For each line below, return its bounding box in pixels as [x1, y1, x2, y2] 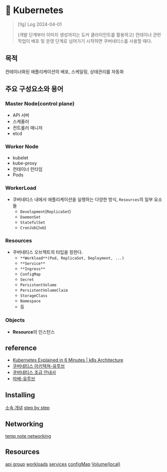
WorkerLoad [5, 184, 37, 191]
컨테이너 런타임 [12, 166, 43, 172]
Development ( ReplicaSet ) [20, 208, 72, 215]
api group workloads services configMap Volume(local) [5, 461, 121, 467]
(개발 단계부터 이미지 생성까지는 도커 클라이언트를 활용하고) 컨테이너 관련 [17, 31, 161, 37]
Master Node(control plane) [5, 100, 75, 108]
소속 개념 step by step [5, 405, 50, 411]
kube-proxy [12, 160, 37, 166]
